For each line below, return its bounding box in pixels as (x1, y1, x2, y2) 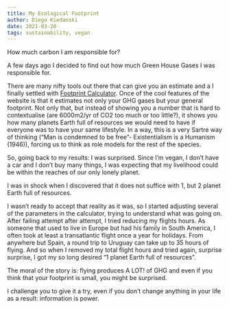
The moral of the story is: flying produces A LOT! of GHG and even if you (7, 266, 213, 275)
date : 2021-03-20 (7, 23, 57, 30)
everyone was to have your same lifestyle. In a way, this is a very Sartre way (7, 126, 223, 134)
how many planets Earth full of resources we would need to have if (7, 118, 196, 127)
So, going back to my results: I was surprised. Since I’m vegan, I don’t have (7, 154, 219, 162)
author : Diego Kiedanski (7, 16, 78, 23)
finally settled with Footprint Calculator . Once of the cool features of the (7, 89, 210, 98)
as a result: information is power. (7, 295, 99, 303)
